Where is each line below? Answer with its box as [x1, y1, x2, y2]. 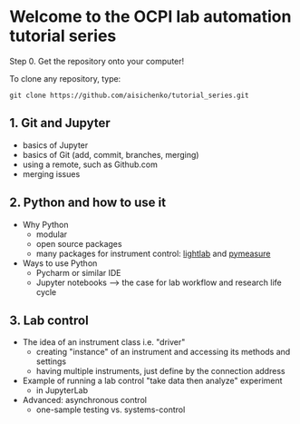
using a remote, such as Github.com [22, 159, 159, 170]
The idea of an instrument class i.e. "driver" [22, 337, 186, 348]
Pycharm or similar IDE [35, 267, 121, 278]
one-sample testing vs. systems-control [35, 404, 186, 415]
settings [35, 356, 66, 367]
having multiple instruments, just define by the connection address [35, 366, 285, 377]
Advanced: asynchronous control [22, 395, 148, 406]
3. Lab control [9, 312, 89, 328]
